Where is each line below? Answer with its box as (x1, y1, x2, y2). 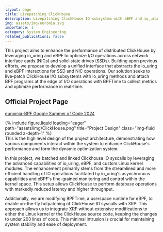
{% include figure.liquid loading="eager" (5, 120, 86, 126)
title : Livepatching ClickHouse (5, 12, 70, 17)
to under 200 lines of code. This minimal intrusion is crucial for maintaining (5, 216, 154, 222)
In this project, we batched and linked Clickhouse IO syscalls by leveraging (5, 155, 155, 161)
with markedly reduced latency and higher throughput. (5, 186, 114, 192)
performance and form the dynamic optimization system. (5, 146, 119, 151)
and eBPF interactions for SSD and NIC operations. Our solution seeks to (5, 68, 150, 74)
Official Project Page (5, 98, 68, 106)
